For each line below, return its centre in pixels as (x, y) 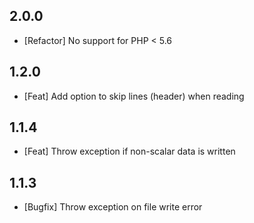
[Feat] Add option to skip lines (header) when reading (134, 96)
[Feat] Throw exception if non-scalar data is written (129, 151)
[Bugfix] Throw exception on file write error (113, 207)
